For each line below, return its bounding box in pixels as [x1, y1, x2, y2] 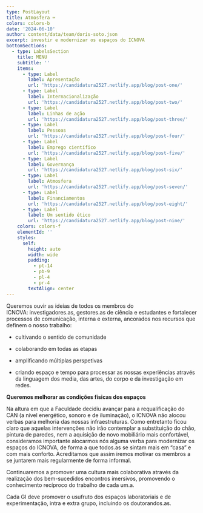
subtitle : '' [17, 59, 50, 66]
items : [17, 65, 34, 72]
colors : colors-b [6, 20, 50, 26]
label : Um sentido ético [28, 212, 91, 219]
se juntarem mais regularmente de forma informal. [6, 457, 131, 464]
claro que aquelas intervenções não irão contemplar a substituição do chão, [6, 424, 196, 432]
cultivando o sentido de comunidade [15, 333, 107, 341]
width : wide [28, 251, 59, 258]
